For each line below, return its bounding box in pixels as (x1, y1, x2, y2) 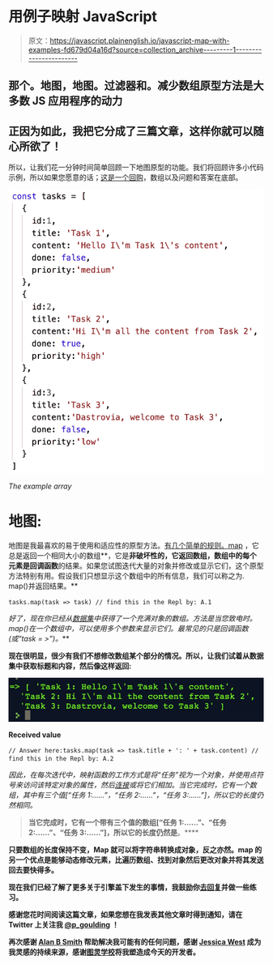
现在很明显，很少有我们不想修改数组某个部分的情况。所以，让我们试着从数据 (8, 650, 264, 660)
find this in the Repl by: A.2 (8, 755, 114, 763)
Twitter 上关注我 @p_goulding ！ (8, 920, 119, 930)
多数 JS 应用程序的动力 (8, 94, 123, 108)
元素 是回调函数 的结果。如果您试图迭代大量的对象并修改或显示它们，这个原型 (8, 561, 264, 570)
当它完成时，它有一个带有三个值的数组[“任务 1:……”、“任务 (28, 817, 227, 827)
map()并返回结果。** (8, 581, 79, 591)
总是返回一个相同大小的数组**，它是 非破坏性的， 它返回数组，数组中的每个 (8, 550, 258, 560)
